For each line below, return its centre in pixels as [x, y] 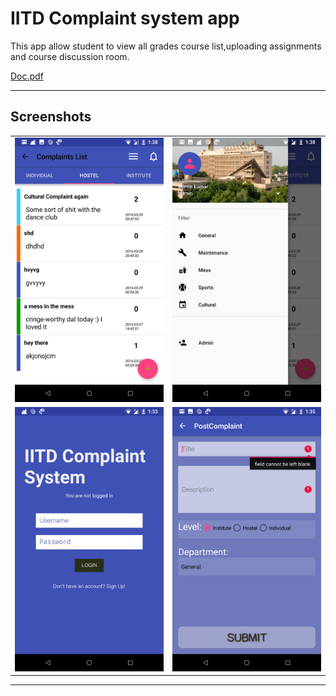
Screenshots [51, 117]
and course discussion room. [70, 56]
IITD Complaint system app [125, 18]
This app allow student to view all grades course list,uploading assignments [166, 46]
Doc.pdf [27, 76]
